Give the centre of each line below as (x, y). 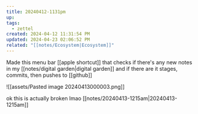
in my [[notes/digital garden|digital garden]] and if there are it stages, (92, 68)
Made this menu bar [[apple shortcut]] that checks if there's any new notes (99, 62)
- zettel (23, 28)
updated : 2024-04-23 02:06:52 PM (48, 40)
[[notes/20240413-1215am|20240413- (130, 98)
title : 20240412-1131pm (36, 12)
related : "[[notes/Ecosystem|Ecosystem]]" (60, 46)
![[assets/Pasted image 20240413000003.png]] (66, 86)
